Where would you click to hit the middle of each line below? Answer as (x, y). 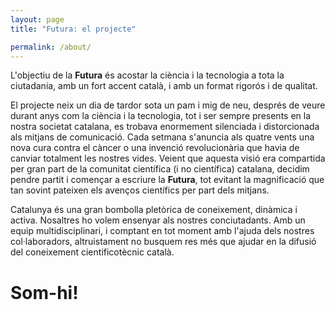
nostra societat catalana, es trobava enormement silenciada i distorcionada (165, 127)
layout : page (37, 19)
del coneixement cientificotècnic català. (92, 252)
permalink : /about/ (51, 47)
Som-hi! (44, 292)
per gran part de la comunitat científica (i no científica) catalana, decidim (160, 169)
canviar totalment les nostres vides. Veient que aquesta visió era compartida (168, 158)
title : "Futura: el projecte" (73, 29)
